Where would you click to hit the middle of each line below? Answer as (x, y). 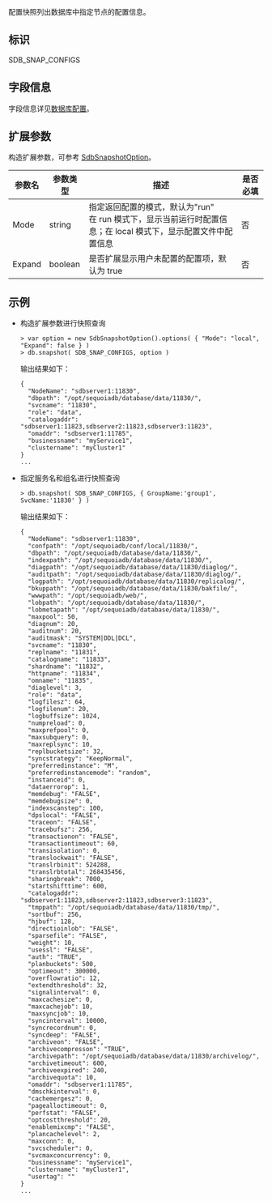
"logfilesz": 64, (57, 702)
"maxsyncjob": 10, (59, 1014)
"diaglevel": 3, (55, 688)
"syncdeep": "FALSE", (64, 1035)
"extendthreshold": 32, (68, 986)
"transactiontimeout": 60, (73, 844)
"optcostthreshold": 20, (70, 1120)
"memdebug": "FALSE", (64, 794)
